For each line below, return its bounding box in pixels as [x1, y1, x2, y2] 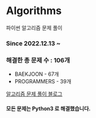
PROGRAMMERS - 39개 [14, 78, 71, 85]
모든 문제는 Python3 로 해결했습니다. [6, 104, 91, 112]
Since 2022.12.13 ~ [6, 39, 61, 48]
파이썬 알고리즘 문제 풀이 [6, 24, 63, 31]
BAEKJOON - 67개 [14, 70, 60, 77]
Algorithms [6, 4, 62, 18]
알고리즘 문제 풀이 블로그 [6, 90, 63, 97]
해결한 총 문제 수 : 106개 [6, 56, 70, 64]
